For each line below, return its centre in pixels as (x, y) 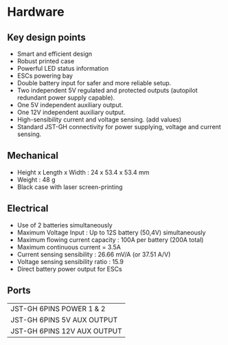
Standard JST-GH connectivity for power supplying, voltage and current (119, 127)
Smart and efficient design (55, 54)
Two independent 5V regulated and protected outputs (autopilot (107, 90)
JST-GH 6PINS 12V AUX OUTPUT (66, 331)
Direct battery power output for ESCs (69, 269)
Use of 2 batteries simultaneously (65, 225)
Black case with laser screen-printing (70, 187)
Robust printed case (46, 61)
